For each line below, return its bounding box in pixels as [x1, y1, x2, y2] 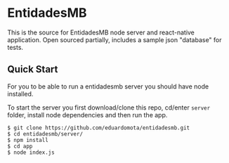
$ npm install [7, 136, 49, 143]
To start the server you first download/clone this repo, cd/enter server [7, 103, 211, 112]
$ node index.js [7, 149, 55, 156]
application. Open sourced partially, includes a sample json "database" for [7, 35, 222, 44]
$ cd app [7, 143, 33, 150]
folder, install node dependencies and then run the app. [7, 110, 168, 119]
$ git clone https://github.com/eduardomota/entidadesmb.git [7, 124, 190, 131]
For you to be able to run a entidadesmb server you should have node [7, 82, 209, 91]
